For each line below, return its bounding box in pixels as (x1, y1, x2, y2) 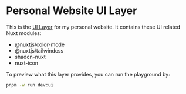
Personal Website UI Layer (6, 4, 137, 18)
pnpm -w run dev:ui (6, 82, 54, 88)
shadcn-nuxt (14, 53, 46, 60)
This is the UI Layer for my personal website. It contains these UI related (6, 23, 181, 30)
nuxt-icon (14, 60, 39, 67)
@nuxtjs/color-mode (14, 41, 65, 48)
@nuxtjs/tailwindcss (14, 47, 64, 54)
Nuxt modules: (6, 29, 42, 36)
